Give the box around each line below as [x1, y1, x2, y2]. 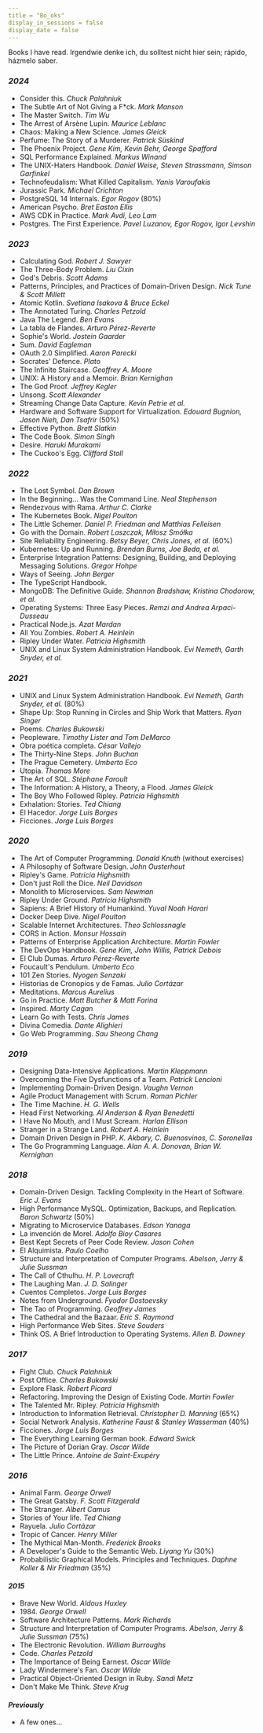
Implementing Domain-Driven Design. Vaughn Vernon [19, 1083, 194, 1093]
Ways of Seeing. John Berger [19, 569, 115, 579]
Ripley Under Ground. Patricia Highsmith [19, 895, 152, 904]
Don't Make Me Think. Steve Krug [19, 1682, 129, 1691]
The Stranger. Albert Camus [19, 1505, 111, 1514]
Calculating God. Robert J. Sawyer [19, 256, 132, 266]
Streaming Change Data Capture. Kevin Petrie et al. [19, 398, 186, 407]
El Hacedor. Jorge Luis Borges [19, 808, 118, 817]
